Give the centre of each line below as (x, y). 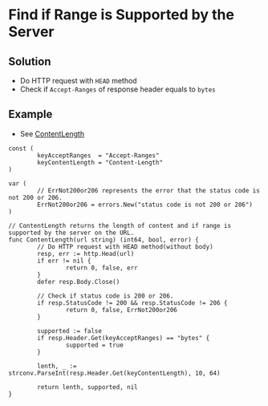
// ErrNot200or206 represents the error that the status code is (149, 190)
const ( (21, 148)
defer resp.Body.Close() (79, 282)
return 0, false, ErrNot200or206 (122, 310)
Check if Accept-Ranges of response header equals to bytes (118, 89)
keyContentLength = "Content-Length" (100, 162)
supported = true (95, 345)
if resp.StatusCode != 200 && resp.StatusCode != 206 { (132, 302)
